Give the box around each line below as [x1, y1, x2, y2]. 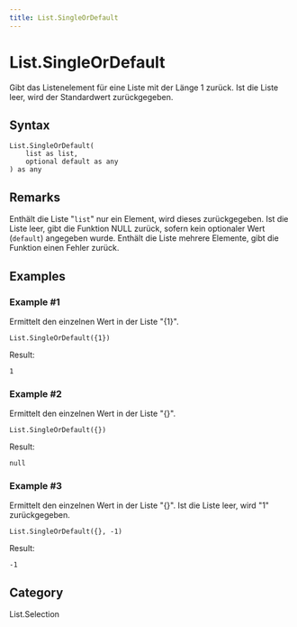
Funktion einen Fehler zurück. [9, 243, 120, 254]
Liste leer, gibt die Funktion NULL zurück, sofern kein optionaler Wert [9, 223, 265, 235]
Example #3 [9, 480, 63, 493]
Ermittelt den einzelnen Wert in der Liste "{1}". [9, 316, 179, 327]
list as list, [25, 150, 78, 159]
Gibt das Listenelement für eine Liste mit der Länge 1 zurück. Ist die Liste [9, 82, 279, 93]
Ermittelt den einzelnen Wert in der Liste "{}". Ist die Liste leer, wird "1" [9, 500, 270, 511]
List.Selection [9, 609, 60, 620]
